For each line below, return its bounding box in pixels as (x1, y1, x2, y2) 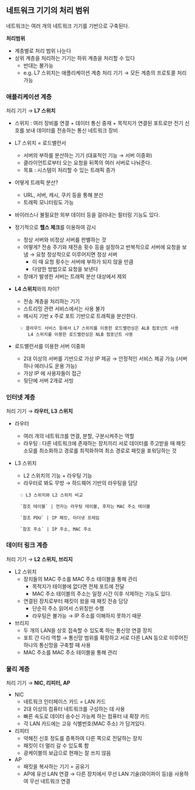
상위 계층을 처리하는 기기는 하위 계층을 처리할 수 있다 (14, 55, 135, 62)
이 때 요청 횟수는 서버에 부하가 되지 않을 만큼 (32, 258, 134, 265)
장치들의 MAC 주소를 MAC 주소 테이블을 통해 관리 (23, 575, 138, 582)
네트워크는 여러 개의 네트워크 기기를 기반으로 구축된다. (6, 22, 130, 29)
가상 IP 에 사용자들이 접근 (23, 370, 81, 377)
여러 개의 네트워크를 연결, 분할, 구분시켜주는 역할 (23, 433, 135, 440)
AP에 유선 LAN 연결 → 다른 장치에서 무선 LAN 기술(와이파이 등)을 (23, 771, 173, 777)
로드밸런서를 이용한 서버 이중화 (14, 343, 85, 350)
